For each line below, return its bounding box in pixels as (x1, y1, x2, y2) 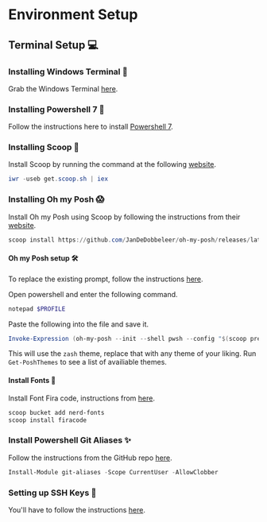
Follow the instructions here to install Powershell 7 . (8, 122, 173, 132)
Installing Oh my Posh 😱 (8, 194, 105, 205)
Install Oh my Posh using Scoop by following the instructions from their (8, 212, 241, 222)
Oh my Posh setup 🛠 (8, 253, 79, 263)
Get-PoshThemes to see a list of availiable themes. (8, 358, 167, 367)
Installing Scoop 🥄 (8, 141, 79, 153)
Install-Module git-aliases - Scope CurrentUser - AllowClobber (8, 468, 219, 476)
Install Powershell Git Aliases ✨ (8, 435, 132, 446)
